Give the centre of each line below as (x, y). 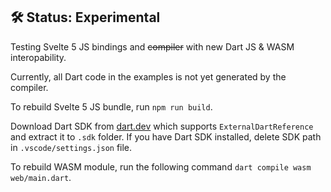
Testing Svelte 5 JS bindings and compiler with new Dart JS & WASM (152, 46)
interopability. (38, 57)
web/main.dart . (41, 177)
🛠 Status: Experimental (85, 17)
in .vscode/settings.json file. (71, 147)
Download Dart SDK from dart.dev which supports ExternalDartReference (162, 126)
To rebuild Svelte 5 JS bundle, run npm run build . (111, 106)
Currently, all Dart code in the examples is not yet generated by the (148, 76)
